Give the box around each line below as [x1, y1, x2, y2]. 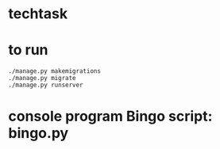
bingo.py [8, 124, 69, 143]
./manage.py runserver [8, 81, 83, 90]
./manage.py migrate [8, 74, 77, 82]
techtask [8, 5, 68, 23]
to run [8, 41, 49, 59]
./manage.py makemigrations [8, 67, 102, 75]
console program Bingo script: [8, 108, 213, 125]
